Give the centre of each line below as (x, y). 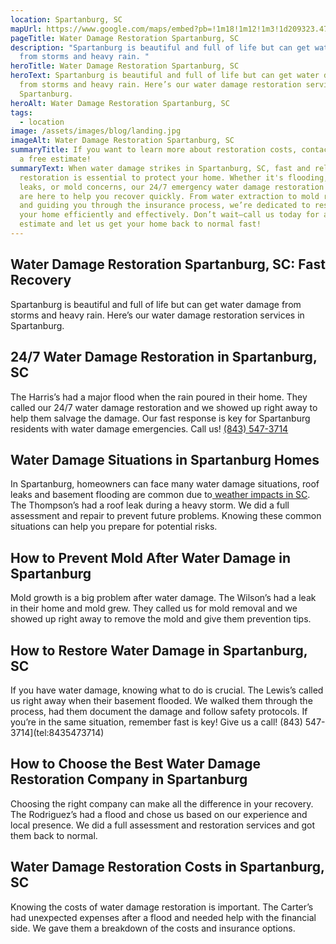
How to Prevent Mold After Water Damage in (151, 557)
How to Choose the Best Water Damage (135, 764)
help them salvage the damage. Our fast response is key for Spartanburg (160, 418)
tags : (21, 112)
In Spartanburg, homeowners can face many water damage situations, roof (165, 484)
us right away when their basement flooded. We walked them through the (161, 700)
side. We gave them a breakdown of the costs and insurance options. (153, 928)
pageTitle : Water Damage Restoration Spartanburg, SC (125, 38)
